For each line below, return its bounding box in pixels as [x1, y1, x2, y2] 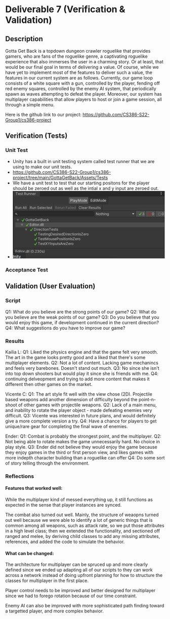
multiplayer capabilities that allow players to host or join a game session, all [5, 96, 162, 102]
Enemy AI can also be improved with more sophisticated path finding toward [5, 603, 164, 609]
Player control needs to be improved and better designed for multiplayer [5, 588, 156, 594]
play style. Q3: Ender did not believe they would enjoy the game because [5, 444, 158, 450]
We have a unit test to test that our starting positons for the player [12, 180, 150, 186]
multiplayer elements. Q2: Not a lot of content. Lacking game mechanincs [5, 360, 158, 366]
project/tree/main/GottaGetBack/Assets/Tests [12, 174, 108, 180]
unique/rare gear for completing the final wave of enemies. [5, 423, 128, 429]
